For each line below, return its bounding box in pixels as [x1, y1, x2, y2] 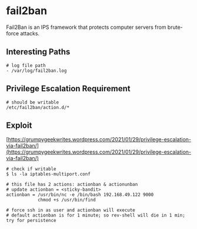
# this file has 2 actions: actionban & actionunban [6, 181, 138, 188]
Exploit [6, 120, 32, 130]
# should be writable [6, 99, 59, 105]
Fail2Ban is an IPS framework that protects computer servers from [6, 24, 166, 31]
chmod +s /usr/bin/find [37, 197, 96, 203]
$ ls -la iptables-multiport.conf [6, 171, 91, 177]
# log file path [6, 62, 46, 68]
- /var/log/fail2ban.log [6, 68, 67, 74]
